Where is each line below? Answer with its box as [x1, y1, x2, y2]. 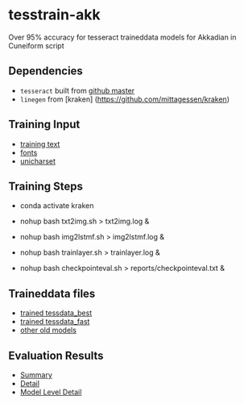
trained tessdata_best [19, 308, 93, 318]
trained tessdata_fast [19, 317, 90, 327]
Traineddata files [8, 286, 96, 300]
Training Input [8, 118, 81, 131]
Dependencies [8, 65, 83, 78]
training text [19, 139, 60, 148]
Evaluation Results [8, 348, 104, 362]
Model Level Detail [19, 387, 82, 397]
